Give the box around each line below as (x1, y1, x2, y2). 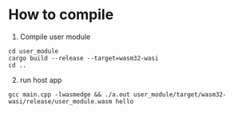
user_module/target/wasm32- (133, 90, 227, 99)
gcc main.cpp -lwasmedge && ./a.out (8, 90, 130, 99)
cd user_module (8, 47, 59, 55)
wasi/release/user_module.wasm (8, 97, 113, 105)
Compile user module (19, 32, 91, 41)
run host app (19, 75, 62, 84)
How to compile (8, 6, 114, 24)
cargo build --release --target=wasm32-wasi (8, 54, 159, 62)
